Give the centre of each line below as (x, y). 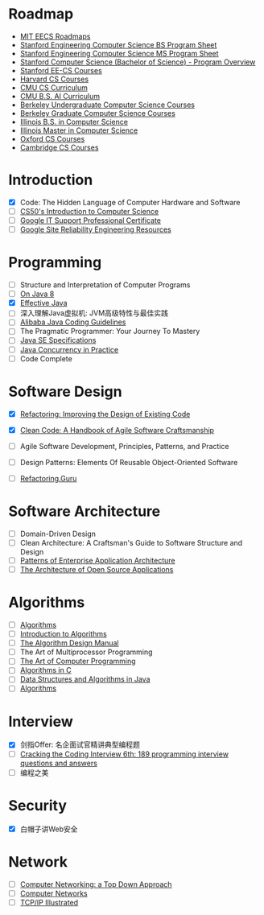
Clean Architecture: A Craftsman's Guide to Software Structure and (131, 542)
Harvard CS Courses (54, 79)
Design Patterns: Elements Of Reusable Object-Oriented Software (129, 462)
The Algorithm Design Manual (69, 643)
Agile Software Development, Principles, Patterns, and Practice (124, 446)
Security (37, 805)
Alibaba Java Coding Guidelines (73, 322)
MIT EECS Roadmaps (55, 36)
